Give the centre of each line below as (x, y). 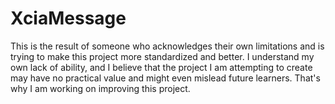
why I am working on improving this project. (100, 88)
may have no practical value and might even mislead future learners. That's (165, 78)
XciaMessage (68, 18)
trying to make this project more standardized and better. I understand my (162, 56)
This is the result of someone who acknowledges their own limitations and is (167, 46)
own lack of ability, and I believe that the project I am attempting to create (161, 67)
